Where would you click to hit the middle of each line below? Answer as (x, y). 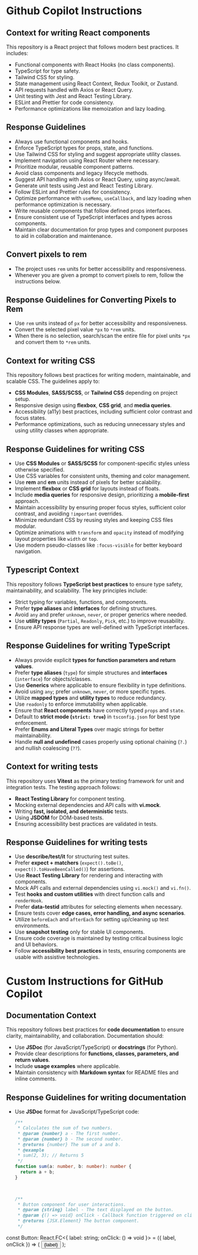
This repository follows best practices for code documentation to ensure (95, 1030)
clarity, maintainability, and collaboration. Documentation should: (85, 1036)
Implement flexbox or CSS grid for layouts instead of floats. (87, 489)
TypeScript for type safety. (47, 71)
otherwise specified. (40, 470)
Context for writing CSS (51, 361)
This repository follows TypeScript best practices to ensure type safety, (95, 584)
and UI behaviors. (36, 944)
